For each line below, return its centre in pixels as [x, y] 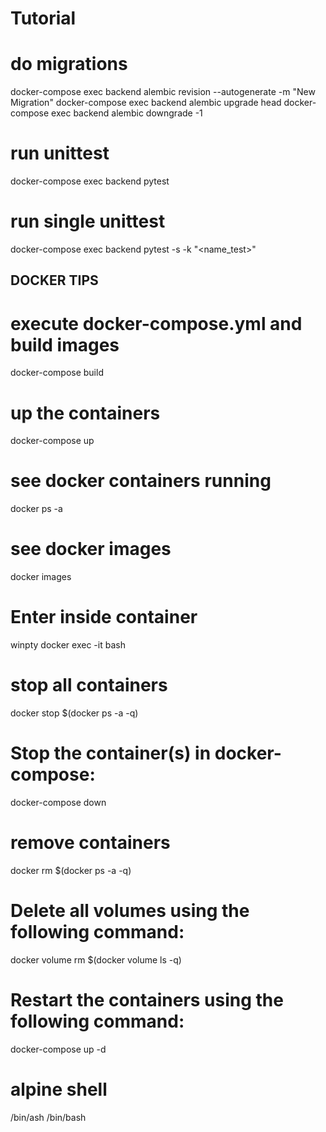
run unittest [60, 153]
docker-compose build [57, 373]
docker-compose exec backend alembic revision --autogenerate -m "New [163, 92]
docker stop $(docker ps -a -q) [74, 713]
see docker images [91, 549]
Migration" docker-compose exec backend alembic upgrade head [146, 103]
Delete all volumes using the [130, 911]
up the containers [85, 413]
